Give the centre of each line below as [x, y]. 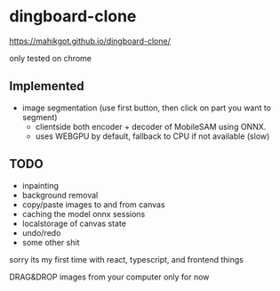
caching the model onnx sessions [84, 214]
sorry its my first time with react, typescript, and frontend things [127, 259]
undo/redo [41, 232]
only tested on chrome [50, 58]
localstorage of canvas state [74, 223]
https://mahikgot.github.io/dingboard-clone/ [90, 41]
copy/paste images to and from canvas [94, 204]
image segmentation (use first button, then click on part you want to [147, 108]
